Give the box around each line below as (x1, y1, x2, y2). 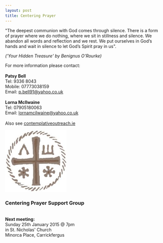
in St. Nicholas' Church (5, 227, 52, 233)
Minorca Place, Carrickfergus (5, 232, 65, 238)
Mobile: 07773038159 (5, 83, 49, 89)
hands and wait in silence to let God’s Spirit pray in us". (5, 43, 117, 49)
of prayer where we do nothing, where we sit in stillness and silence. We (5, 33, 152, 39)
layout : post (5, 8, 32, 13)
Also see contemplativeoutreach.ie (5, 120, 75, 126)
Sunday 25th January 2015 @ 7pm (5, 221, 75, 227)
